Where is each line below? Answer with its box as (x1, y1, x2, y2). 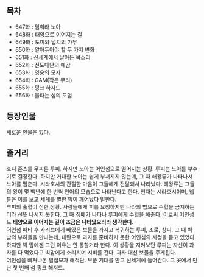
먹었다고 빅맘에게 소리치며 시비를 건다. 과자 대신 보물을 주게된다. (24, 249, 177, 256)
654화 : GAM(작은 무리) (15, 76, 72, 83)
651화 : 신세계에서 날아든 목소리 (15, 54, 91, 61)
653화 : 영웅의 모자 (15, 69, 61, 76)
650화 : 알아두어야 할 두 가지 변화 (15, 46, 95, 53)
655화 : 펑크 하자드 (15, 84, 61, 91)
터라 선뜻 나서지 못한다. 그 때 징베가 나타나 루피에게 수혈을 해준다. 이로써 (6, 211, 178, 218)
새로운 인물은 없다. (6, 128, 51, 136)
